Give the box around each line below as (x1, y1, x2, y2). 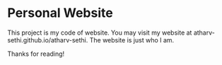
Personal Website (7, 5, 113, 21)
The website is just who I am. (89, 35, 175, 44)
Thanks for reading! (7, 49, 65, 58)
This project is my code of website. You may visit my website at (7, 28, 192, 37)
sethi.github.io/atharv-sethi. (7, 35, 88, 44)
